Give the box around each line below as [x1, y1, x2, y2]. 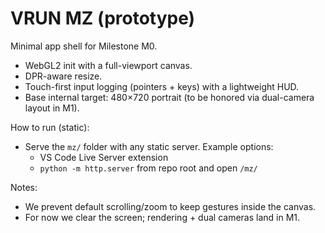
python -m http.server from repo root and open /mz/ [39, 162, 258, 174]
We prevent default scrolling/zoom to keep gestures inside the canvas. [24, 200, 317, 212]
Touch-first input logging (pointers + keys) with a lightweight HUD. [24, 80, 300, 92]
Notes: [10, 181, 38, 193]
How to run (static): [10, 121, 90, 133]
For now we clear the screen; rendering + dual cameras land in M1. [24, 211, 301, 223]
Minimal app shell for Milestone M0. [10, 40, 158, 52]
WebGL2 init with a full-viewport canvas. [24, 59, 193, 71]
